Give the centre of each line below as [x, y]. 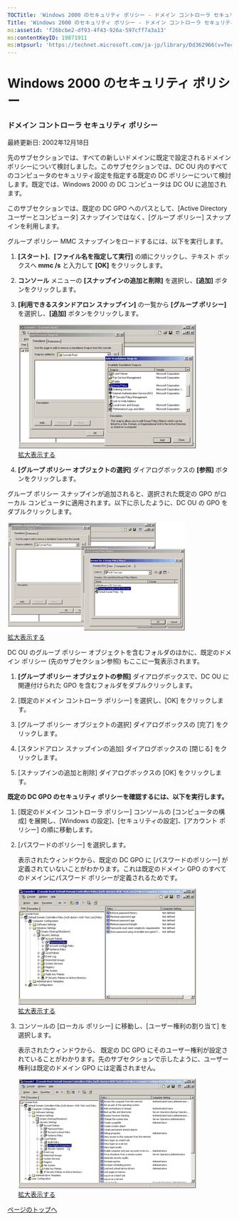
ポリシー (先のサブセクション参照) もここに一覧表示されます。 [112, 661]
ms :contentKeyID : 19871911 [47, 38]
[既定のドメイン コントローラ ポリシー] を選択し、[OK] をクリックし [118, 700]
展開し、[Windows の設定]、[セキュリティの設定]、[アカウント [126, 820]
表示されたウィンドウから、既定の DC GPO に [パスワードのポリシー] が [123, 859]
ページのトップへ [32, 1209]
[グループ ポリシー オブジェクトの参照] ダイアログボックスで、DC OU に [123, 676]
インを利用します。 [35, 226]
